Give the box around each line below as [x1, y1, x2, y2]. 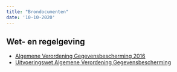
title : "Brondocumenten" [6, 8, 69, 15]
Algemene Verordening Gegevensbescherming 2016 [14, 52, 146, 60]
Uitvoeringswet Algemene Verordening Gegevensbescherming [14, 59, 171, 66]
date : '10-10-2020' [6, 14, 56, 20]
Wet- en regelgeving [6, 37, 85, 47]
